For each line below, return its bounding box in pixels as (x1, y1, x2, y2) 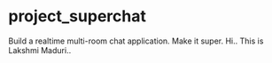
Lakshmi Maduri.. (8, 44, 72, 55)
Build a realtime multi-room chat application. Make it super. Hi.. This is (8, 35, 264, 46)
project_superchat (8, 6, 147, 27)
